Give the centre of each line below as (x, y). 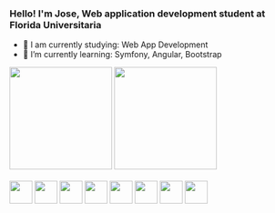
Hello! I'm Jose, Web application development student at (137, 14)
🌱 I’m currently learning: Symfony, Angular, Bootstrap (122, 55)
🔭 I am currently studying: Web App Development (115, 45)
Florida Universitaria (56, 25)
